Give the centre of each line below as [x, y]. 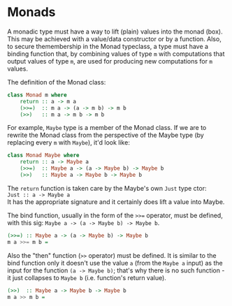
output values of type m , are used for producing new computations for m [110, 61]
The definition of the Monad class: [57, 82]
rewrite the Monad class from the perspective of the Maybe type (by [106, 135]
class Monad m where [37, 95]
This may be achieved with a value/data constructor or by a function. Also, [114, 38]
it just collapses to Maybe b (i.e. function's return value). [87, 277]
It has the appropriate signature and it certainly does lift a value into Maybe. [116, 202]
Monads [31, 12]
